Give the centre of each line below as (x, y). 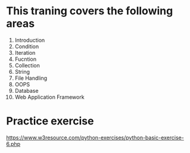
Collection (27, 65)
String (22, 71)
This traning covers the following (90, 11)
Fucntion (26, 59)
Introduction (30, 40)
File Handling (31, 78)
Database (27, 90)
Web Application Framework (49, 97)
